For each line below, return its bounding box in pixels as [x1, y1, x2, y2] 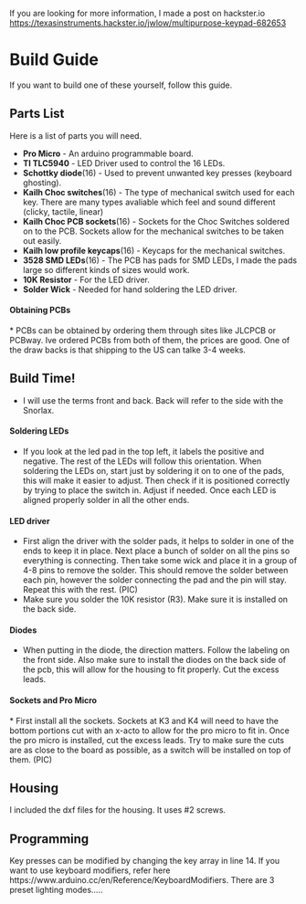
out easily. [22, 235, 62, 246]
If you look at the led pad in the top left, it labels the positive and [22, 446, 265, 457]
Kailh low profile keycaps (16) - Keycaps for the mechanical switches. [22, 245, 286, 256]
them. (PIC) [9, 753, 53, 765]
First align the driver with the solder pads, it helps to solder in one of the [22, 536, 295, 547]
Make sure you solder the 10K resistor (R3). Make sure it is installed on [22, 594, 289, 605]
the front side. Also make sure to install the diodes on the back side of [22, 655, 287, 666]
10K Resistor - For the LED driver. [22, 274, 151, 285]
